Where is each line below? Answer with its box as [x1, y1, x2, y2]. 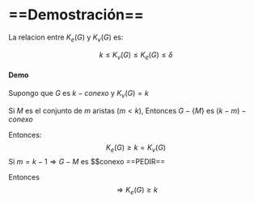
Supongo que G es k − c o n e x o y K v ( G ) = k [8, 88, 150, 100]
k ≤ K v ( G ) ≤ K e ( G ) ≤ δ [99, 50, 173, 61]
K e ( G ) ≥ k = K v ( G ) [105, 143, 167, 154]
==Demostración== [8, 6, 144, 24]
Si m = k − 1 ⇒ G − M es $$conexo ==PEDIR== [8, 157, 166, 167]
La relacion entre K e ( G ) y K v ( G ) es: [8, 32, 124, 43]
